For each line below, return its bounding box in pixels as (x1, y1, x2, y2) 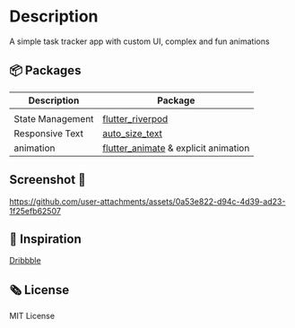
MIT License (9, 311, 56, 322)
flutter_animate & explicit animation (102, 142, 250, 154)
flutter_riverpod (102, 112, 169, 125)
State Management (13, 112, 94, 125)
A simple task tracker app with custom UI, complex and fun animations (9, 36, 271, 47)
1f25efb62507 (9, 205, 61, 216)
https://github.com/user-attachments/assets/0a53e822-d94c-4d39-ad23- (9, 195, 286, 207)
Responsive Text (13, 127, 83, 140)
